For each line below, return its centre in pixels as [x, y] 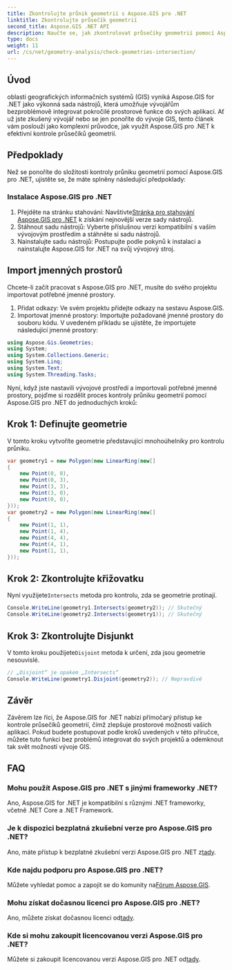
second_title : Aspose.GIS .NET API [58, 26]
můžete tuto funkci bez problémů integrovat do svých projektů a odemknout [115, 739]
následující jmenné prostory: [57, 330]
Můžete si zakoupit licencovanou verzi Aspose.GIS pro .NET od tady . [104, 959]
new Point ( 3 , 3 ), [45, 487]
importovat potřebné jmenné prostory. [61, 294]
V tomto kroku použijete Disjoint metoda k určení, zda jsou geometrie [106, 653]
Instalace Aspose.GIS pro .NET [60, 197]
